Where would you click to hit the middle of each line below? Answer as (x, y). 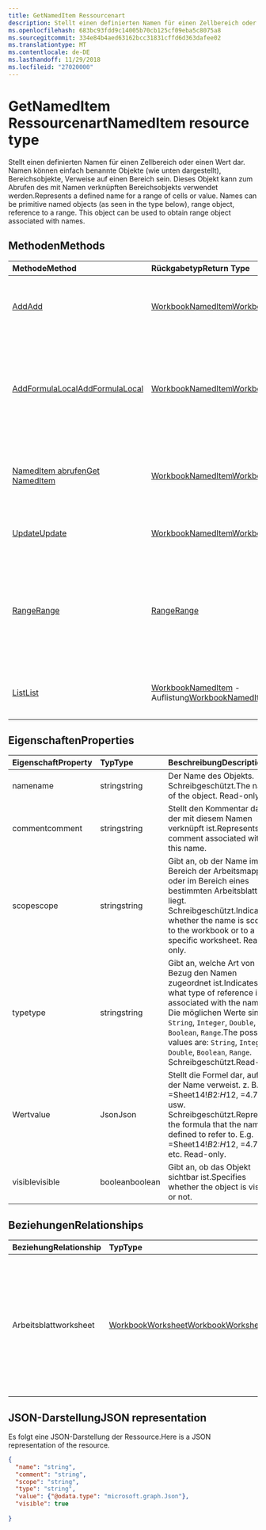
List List (26, 693)
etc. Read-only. (198, 1154)
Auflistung (170, 697)
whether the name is (206, 921)
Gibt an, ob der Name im (213, 861)
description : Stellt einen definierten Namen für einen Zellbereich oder (133, 23)
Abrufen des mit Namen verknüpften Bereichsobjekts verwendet (113, 187)
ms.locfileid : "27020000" (51, 67)
